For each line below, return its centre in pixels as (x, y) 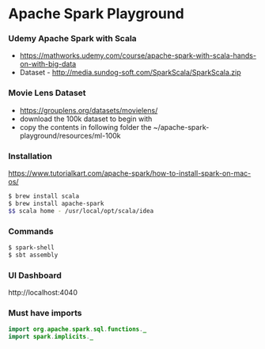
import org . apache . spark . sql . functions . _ (78, 329)
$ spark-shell (32, 248)
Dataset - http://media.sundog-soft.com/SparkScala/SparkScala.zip (130, 73)
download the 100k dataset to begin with (86, 119)
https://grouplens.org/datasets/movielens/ (89, 110)
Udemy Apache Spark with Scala (72, 39)
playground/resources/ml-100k (70, 135)
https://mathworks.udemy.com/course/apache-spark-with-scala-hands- (138, 55)
